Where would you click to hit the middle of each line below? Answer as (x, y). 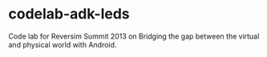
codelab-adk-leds (69, 14)
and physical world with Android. (63, 44)
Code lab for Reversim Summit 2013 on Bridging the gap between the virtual (134, 36)
